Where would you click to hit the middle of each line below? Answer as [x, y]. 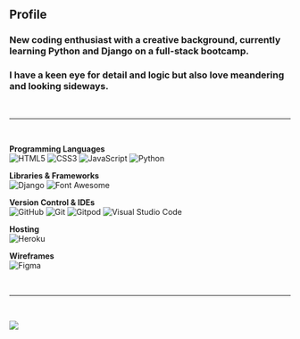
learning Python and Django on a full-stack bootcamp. [129, 51]
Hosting [25, 229]
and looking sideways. [59, 87]
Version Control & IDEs [52, 202]
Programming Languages [57, 149]
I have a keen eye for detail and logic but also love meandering [147, 75]
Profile [28, 15]
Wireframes [32, 256]
